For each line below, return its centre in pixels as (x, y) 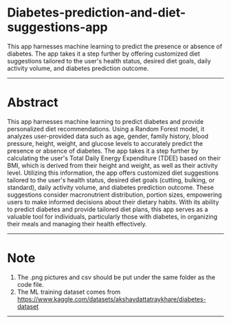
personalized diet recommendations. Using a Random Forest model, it (106, 129)
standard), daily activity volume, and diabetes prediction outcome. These (111, 187)
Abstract (33, 103)
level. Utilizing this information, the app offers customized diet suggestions (113, 173)
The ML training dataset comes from (69, 292)
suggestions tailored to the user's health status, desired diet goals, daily (109, 61)
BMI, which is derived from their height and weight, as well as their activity (112, 165)
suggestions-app (57, 27)
